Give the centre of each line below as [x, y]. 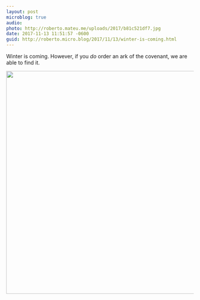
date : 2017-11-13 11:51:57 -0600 [48, 34]
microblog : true [26, 17]
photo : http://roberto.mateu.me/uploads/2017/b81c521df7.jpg [84, 28]
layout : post [22, 12]
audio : [14, 23]
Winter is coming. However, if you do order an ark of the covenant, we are [97, 56]
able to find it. [23, 62]
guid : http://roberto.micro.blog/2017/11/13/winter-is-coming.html [92, 39]
